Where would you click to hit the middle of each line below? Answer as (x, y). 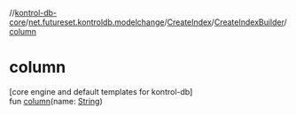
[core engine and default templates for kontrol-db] (101, 91)
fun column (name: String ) (56, 101)
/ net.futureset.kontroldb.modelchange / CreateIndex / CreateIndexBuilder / (156, 22)
